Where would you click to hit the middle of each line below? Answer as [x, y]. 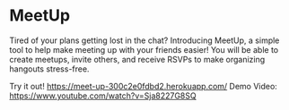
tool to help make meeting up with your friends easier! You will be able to [144, 49]
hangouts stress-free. [49, 69]
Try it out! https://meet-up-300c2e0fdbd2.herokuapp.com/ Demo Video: [144, 86]
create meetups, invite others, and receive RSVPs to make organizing [137, 59]
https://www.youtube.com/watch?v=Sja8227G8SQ [103, 96]
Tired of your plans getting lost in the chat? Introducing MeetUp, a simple [144, 40]
